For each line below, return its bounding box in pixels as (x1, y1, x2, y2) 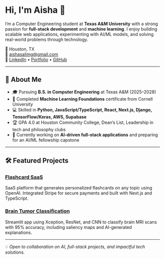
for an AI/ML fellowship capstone (12, 137, 80, 143)
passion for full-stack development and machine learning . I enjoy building (5, 26, 158, 32)
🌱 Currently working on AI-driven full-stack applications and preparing (12, 132, 158, 138)
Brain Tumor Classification (5, 208, 70, 215)
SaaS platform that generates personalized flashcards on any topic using (5, 185, 152, 191)
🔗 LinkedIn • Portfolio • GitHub (5, 56, 67, 62)
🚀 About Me (5, 75, 42, 84)
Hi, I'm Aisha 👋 (5, 4, 66, 16)
